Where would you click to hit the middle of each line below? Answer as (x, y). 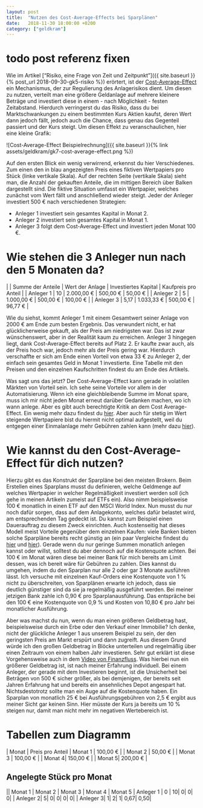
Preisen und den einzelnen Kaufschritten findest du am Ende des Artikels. (98, 369)
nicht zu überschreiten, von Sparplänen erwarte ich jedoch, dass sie (91, 583)
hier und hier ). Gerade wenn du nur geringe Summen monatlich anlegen (96, 545)
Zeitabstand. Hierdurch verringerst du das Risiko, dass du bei (82, 108)
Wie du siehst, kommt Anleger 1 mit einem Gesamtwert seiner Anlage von (98, 318)
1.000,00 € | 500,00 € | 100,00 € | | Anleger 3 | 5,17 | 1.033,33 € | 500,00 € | (101, 300)
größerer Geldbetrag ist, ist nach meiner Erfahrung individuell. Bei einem (96, 666)
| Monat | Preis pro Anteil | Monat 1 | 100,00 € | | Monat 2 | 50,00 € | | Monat (101, 752)
